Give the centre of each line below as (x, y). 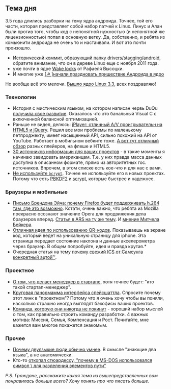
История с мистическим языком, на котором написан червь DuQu (85, 108)
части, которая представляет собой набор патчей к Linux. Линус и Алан (84, 26)
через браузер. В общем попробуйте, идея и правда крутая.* (79, 247)
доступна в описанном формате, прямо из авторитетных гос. (79, 162)
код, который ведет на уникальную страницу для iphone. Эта (79, 236)
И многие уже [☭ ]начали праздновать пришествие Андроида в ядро (88, 74)
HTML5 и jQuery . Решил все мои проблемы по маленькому (77, 130)
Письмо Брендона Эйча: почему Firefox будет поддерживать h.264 (86, 203)
